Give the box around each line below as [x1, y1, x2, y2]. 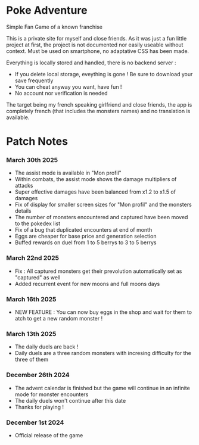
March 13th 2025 [6, 329, 57, 338]
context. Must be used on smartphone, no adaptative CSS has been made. [6, 47, 189, 54]
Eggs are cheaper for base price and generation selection [14, 233, 157, 240]
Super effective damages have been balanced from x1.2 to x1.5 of [14, 188, 176, 195]
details [14, 207, 32, 214]
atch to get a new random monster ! [14, 315, 103, 322]
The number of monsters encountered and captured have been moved [14, 214, 188, 221]
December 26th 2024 [6, 371, 70, 379]
